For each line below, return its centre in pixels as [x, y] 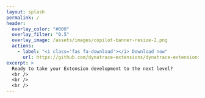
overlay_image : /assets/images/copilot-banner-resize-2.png [90, 40]
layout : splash [26, 12]
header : [16, 23]
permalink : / [23, 18]
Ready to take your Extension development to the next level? [92, 68]
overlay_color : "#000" [41, 29]
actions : [23, 46]
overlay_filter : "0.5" [41, 35]
